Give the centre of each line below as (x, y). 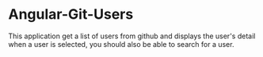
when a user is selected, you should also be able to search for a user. (121, 44)
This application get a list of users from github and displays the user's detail (132, 36)
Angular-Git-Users (71, 14)
